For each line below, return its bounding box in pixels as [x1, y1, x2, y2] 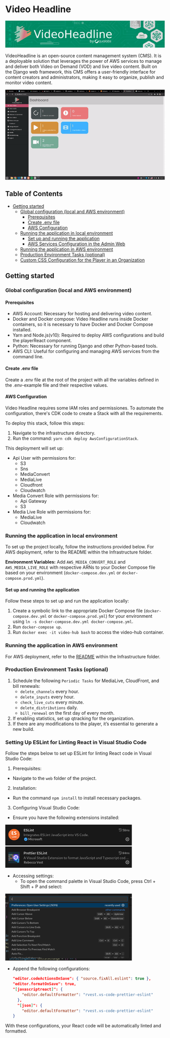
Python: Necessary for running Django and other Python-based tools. [12, 343, 158, 349]
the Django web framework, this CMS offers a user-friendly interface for [5, 69, 156, 75]
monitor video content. [5, 80, 53, 86]
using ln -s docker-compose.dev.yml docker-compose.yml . [12, 618, 134, 624]
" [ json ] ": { [17, 1003, 42, 1008]
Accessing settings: [12, 873, 54, 879]
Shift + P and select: [20, 883, 62, 889]
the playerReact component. [12, 338, 72, 344]
